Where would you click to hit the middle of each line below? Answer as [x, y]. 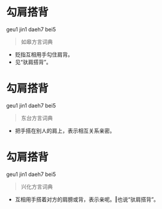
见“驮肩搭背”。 [33, 62]
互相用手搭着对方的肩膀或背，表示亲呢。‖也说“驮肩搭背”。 [87, 199]
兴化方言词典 [37, 186]
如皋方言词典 [37, 41]
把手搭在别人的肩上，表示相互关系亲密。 [65, 130]
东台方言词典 [37, 118]
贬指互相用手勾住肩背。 [44, 54]
